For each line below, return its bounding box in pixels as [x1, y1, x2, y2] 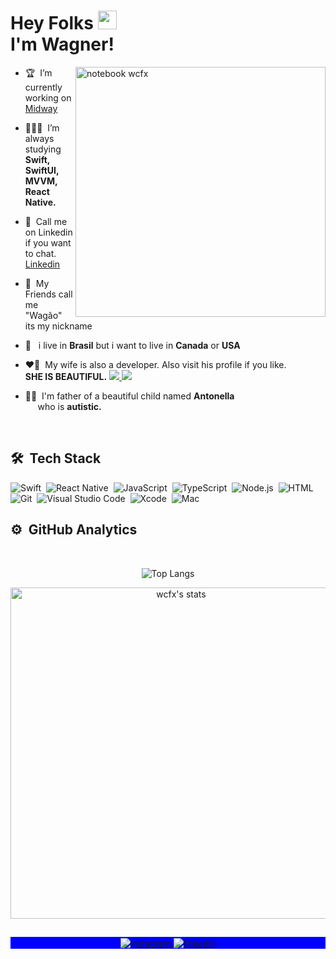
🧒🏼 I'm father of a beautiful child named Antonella [24, 390, 235, 402]
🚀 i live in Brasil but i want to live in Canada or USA [24, 339, 241, 351]
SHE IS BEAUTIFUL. [24, 370, 108, 382]
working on [24, 91, 72, 104]
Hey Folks [10, 12, 94, 35]
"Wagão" [24, 309, 63, 321]
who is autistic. [37, 400, 102, 412]
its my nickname [24, 320, 93, 332]
